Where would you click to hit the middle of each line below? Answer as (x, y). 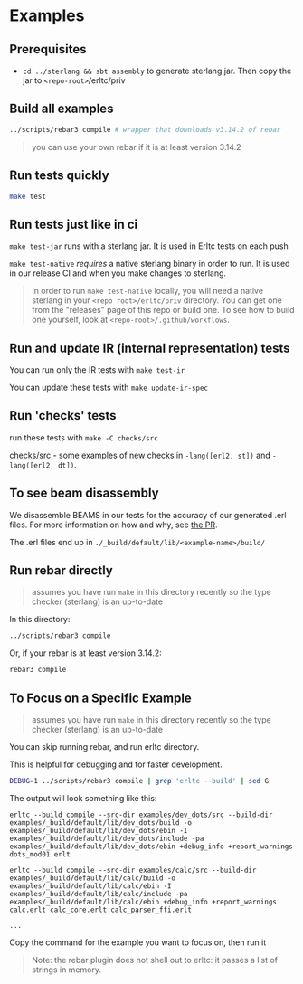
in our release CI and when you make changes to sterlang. (118, 273)
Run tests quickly (60, 176)
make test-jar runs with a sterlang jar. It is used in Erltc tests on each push (149, 246)
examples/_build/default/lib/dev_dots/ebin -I (99, 830)
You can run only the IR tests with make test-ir (97, 370)
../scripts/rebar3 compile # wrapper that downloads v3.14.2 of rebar (145, 129)
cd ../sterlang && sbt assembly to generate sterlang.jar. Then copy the (157, 71)
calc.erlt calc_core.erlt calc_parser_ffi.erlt (101, 910)
